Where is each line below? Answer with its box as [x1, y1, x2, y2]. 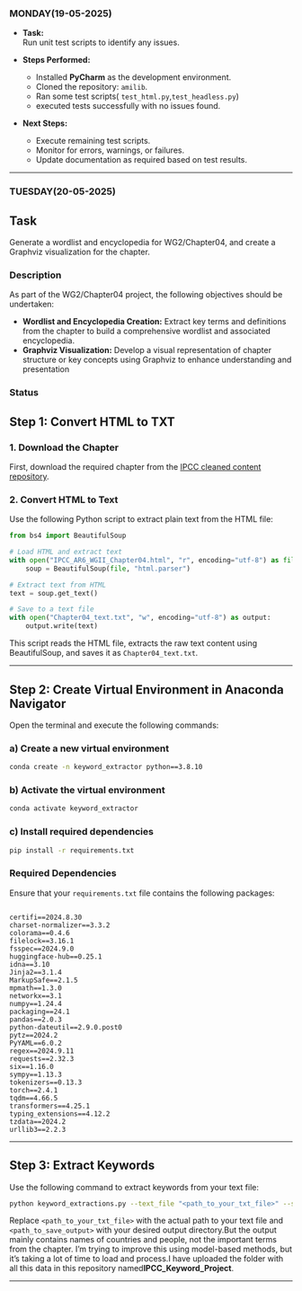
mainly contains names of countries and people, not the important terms [9, 1234, 277, 1245]
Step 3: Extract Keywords [9, 1158, 155, 1173]
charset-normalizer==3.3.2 [9, 920, 111, 930]
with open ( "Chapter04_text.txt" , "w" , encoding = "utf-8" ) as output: [9, 614, 271, 623]
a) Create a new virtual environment [9, 742, 170, 755]
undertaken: [9, 299, 55, 310]
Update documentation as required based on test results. [35, 155, 248, 165]
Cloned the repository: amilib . [35, 82, 148, 93]
